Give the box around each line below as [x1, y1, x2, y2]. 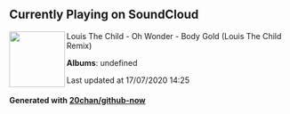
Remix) [66, 40, 93, 51]
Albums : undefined [66, 57, 138, 68]
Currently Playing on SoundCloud [9, 7, 199, 22]
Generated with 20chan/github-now [9, 95, 147, 106]
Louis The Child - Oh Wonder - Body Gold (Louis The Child [66, 30, 282, 41]
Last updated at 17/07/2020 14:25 [66, 75, 189, 85]
